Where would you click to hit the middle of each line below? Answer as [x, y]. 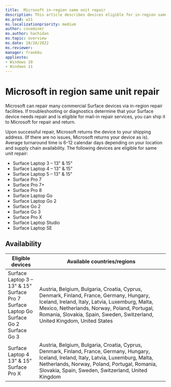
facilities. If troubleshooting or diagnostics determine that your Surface [79, 111]
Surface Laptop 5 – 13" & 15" [42, 174]
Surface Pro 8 [27, 190]
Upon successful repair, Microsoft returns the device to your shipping [78, 132]
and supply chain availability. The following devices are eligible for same [81, 148]
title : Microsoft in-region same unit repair [55, 10]
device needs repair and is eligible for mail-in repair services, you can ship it [85, 117]
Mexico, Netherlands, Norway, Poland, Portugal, [96, 308]
